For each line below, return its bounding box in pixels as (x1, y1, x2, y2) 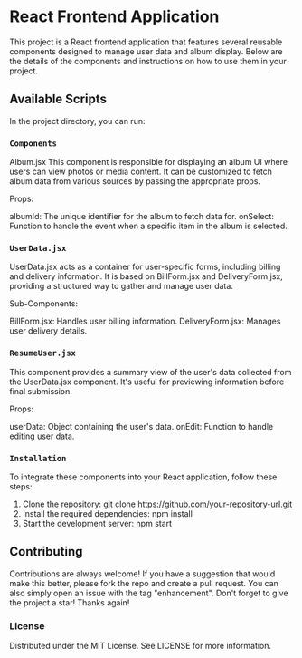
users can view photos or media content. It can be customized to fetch (9, 166, 273, 178)
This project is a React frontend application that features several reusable (9, 36, 283, 47)
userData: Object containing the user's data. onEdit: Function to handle (9, 421, 274, 431)
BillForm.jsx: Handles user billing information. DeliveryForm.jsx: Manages (9, 315, 281, 327)
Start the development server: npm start (22, 518, 173, 528)
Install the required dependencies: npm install (22, 508, 193, 518)
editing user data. (9, 431, 75, 441)
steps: (9, 480, 33, 491)
